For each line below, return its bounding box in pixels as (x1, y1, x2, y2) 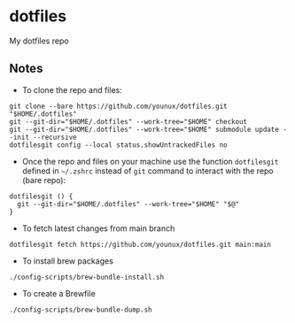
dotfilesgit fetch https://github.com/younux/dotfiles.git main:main (9, 240, 272, 249)
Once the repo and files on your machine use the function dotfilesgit (21, 156, 279, 166)
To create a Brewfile (21, 288, 96, 298)
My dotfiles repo (9, 35, 69, 46)
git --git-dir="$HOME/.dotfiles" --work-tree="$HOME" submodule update (9, 125, 279, 134)
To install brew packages (21, 255, 113, 266)
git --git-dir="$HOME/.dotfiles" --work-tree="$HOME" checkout (9, 117, 248, 126)
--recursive (32, 133, 77, 142)
